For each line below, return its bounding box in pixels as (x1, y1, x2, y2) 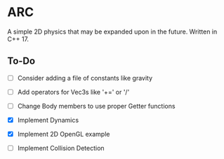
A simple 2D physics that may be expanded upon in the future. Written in (7, 27, 218, 36)
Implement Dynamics (17, 116, 79, 124)
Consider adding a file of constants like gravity (17, 74, 153, 82)
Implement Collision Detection (17, 144, 105, 153)
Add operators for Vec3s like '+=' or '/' (17, 88, 130, 96)
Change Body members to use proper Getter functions (17, 102, 176, 110)
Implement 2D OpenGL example (17, 130, 110, 138)
